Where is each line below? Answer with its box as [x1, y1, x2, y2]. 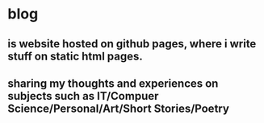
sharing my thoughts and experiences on [7, 76, 219, 90]
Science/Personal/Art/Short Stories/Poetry [7, 101, 229, 115]
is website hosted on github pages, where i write [7, 37, 257, 51]
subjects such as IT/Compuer [7, 89, 159, 103]
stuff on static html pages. [7, 49, 143, 63]
